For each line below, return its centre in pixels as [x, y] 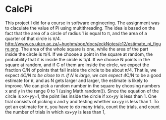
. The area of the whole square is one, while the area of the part [83, 49]
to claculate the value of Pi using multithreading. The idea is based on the [80, 28]
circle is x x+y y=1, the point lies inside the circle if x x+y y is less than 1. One [81, 96]
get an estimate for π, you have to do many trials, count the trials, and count [83, 107]
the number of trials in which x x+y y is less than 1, [55, 112]
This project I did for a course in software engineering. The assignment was [83, 23]
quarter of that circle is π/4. [33, 39]
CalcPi [19, 9]
